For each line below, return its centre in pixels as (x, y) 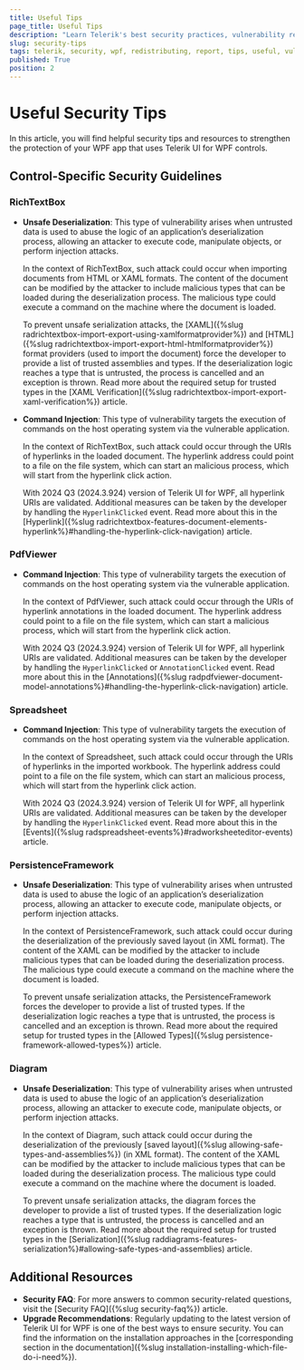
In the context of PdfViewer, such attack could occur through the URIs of (158, 601)
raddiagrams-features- (195, 1239)
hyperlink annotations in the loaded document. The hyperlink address (152, 611)
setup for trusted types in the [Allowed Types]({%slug (123, 1036)
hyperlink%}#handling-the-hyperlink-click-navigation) (123, 531)
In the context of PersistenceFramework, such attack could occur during (157, 931)
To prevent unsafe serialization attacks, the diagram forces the (139, 1201)
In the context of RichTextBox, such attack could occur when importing (155, 268)
